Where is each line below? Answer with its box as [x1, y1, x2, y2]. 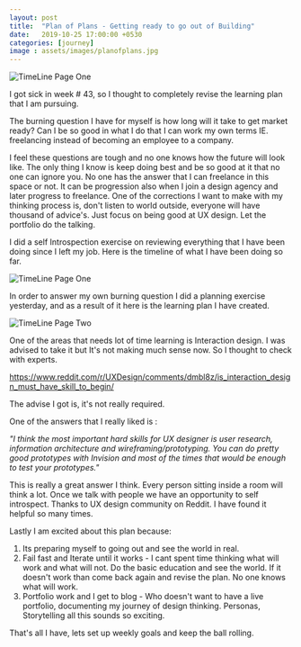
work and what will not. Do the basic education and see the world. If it [22, 562, 281, 573]
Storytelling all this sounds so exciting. [22, 610, 165, 621]
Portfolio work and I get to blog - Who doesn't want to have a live [22, 591, 264, 602]
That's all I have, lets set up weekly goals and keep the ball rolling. [9, 627, 254, 639]
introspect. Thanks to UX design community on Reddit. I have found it [9, 499, 267, 509]
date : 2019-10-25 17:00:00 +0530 [9, 30, 143, 39]
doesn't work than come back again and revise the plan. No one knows [22, 572, 286, 583]
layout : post [9, 13, 58, 22]
